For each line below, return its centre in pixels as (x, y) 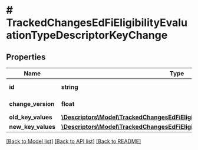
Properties (26, 57)
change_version (32, 104)
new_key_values (32, 127)
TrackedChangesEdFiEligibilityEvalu (97, 23)
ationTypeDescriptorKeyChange (87, 35)
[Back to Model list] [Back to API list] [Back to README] (74, 141)
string (70, 87)
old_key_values (31, 117)
